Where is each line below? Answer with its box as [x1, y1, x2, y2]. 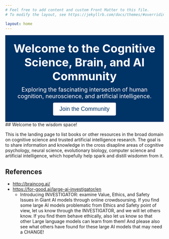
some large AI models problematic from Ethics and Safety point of [20, 202, 157, 208]
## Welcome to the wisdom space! [5, 122, 77, 128]
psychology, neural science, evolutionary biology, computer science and [5, 147, 155, 154]
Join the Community [59, 105, 110, 112]
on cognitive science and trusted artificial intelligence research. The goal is [5, 137, 161, 143]
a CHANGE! [20, 229, 44, 235]
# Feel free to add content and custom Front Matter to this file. [5, 7, 150, 13]
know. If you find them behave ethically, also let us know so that [20, 213, 152, 219]
